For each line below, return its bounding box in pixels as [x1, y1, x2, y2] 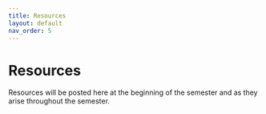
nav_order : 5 [8, 26, 52, 35]
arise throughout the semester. [8, 96, 111, 106]
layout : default [8, 19, 62, 27]
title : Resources [8, 11, 66, 20]
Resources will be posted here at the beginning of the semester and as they [8, 88, 258, 97]
